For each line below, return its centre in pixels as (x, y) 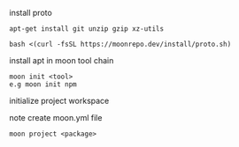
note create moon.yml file (56, 118)
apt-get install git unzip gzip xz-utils (87, 29)
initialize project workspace (59, 101)
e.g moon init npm (43, 85)
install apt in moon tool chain (62, 60)
